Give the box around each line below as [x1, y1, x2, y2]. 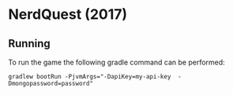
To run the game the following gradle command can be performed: [8, 57, 225, 67]
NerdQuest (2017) [8, 5, 128, 24]
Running [8, 37, 51, 50]
